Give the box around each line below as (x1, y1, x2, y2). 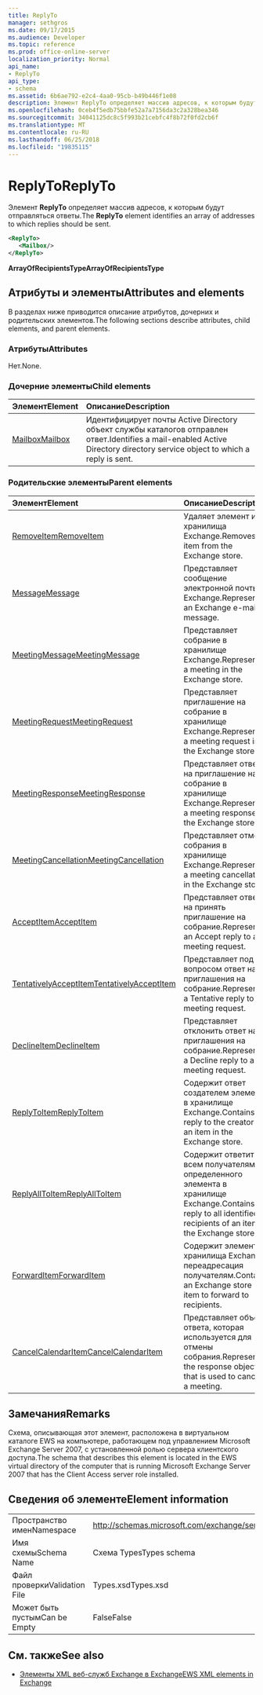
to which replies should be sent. (8, 219, 111, 229)
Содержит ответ (183, 1077, 247, 1088)
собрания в (183, 840, 227, 851)
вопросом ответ (183, 963, 246, 974)
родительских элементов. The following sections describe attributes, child (8, 315, 250, 324)
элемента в (183, 1178, 227, 1189)
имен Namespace (12, 1525, 77, 1536)
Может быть (12, 1602, 59, 1613)
